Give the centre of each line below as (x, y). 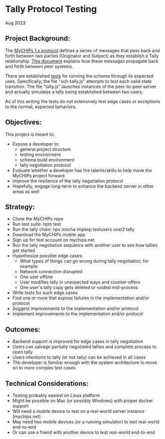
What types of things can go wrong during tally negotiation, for (84, 261)
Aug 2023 (15, 23)
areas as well (26, 191)
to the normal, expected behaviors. (41, 107)
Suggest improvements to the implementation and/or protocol (76, 308)
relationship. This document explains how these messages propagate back (82, 61)
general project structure (45, 149)
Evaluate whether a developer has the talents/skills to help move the (82, 170)
